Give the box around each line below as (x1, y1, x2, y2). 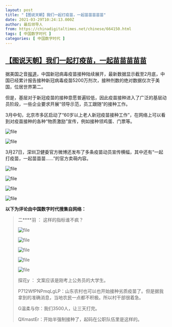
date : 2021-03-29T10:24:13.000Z (5, 17, 74, 22)
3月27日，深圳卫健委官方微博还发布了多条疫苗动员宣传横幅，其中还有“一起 (5, 149, 164, 155)
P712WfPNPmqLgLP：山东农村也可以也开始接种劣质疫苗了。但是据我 (17, 288, 164, 294)
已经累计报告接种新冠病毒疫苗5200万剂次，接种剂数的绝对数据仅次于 (9, 77, 156, 83)
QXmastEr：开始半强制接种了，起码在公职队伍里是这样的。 (17, 316, 142, 322)
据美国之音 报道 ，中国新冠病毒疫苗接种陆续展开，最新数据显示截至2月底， (5, 71, 161, 77)
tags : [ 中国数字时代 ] (5, 31, 51, 36)
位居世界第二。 (14, 83, 46, 90)
